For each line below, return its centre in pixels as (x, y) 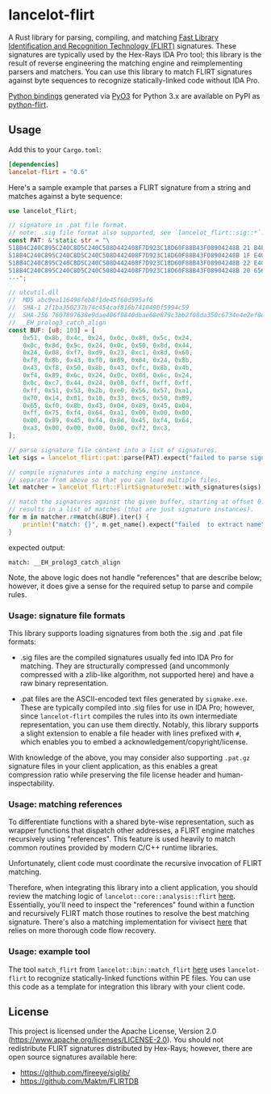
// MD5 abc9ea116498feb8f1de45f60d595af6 (81, 300)
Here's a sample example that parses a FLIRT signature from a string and (130, 187)
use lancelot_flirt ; (43, 211)
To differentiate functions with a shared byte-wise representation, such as (131, 822)
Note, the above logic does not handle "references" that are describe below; (135, 577)
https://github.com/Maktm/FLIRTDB (79, 1081)
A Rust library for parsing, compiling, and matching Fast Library (114, 37)
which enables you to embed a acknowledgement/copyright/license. (134, 741)
